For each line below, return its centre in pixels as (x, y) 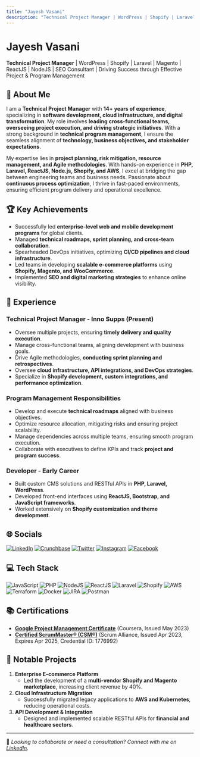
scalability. (28, 430)
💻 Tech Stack (32, 568)
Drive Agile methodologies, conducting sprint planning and (88, 357)
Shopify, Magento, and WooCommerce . (65, 271)
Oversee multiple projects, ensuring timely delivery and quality (93, 332)
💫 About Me (28, 94)
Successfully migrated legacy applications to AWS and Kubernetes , (107, 699)
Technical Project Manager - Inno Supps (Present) (80, 319)
